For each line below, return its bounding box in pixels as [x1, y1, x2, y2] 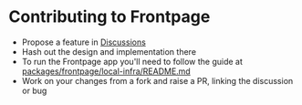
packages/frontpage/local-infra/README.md [21, 66, 191, 77]
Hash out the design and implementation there [21, 46, 197, 57]
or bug [21, 85, 47, 96]
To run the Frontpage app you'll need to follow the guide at [21, 56, 243, 67]
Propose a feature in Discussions [21, 37, 147, 47]
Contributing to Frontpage [8, 6, 211, 27]
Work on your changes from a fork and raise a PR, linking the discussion [21, 75, 294, 86]
